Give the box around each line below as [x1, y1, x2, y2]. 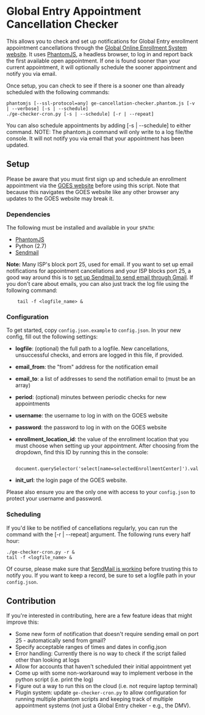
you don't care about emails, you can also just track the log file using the [6, 280, 189, 288]
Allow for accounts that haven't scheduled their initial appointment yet [15, 663, 192, 670]
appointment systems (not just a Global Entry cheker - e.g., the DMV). [15, 702, 191, 709]
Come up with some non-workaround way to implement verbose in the [15, 669, 193, 677]
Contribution [6, 596, 56, 607]
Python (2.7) [15, 242, 47, 250]
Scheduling [6, 510, 41, 518]
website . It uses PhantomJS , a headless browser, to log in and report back [6, 50, 193, 58]
